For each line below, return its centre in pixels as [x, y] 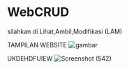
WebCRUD [38, 12]
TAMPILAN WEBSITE [37, 45]
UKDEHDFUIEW [30, 58]
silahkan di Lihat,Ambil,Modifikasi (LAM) [65, 31]
